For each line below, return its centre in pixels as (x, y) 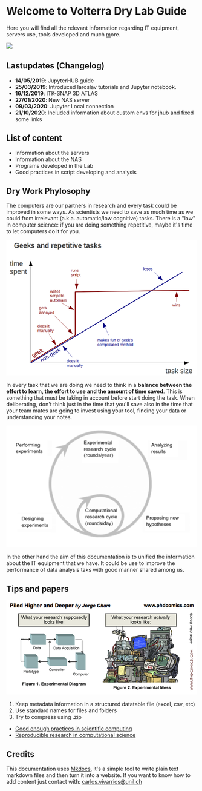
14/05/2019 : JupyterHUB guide (54, 81)
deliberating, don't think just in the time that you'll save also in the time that (100, 404)
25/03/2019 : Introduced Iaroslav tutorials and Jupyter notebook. (96, 87)
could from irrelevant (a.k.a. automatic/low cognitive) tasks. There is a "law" (101, 219)
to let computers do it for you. (43, 231)
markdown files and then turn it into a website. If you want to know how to (98, 775)
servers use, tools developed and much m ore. (64, 34)
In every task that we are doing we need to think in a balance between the (99, 385)
